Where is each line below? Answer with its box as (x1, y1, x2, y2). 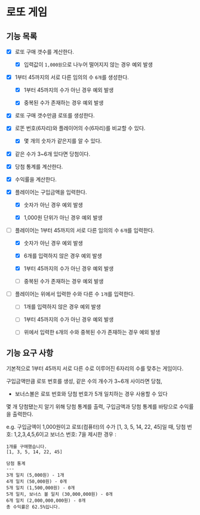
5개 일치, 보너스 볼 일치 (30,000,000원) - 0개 (6, 492, 113, 498)
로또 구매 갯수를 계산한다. (14, 49, 75, 55)
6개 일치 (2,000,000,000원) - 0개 (6, 498, 86, 504)
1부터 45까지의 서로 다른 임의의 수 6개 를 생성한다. (14, 74, 130, 81)
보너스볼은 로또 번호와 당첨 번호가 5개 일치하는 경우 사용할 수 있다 (14, 390, 168, 398)
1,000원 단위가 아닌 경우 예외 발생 (23, 214, 103, 221)
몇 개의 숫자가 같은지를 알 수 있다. (23, 137, 102, 144)
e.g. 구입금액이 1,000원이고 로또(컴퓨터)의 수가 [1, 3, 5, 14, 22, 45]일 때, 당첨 (6, 423, 186, 431)
